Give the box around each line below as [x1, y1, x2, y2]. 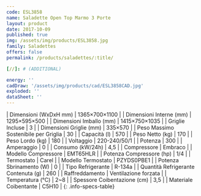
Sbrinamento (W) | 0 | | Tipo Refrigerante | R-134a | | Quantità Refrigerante [6, 163, 195, 170]
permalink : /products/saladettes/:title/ [6, 55, 114, 61]
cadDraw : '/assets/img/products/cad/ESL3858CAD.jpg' [6, 82, 144, 89]
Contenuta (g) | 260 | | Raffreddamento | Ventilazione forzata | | [6, 170, 167, 177]
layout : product [6, 20, 48, 26]
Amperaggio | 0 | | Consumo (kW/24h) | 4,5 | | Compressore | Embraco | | [6, 144, 192, 151]
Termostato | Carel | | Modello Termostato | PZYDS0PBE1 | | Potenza [6, 157, 179, 163]
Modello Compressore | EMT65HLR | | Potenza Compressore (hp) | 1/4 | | [6, 150, 191, 157]
